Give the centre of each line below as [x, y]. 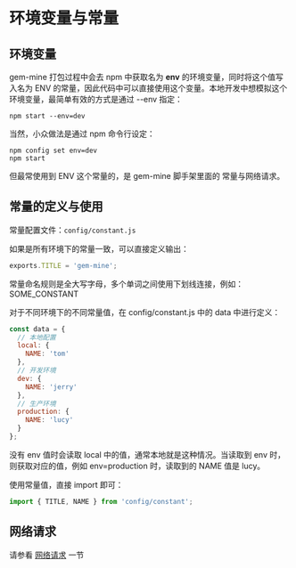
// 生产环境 [37, 403]
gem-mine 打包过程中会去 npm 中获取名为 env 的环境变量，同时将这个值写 [146, 77]
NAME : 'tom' [47, 354]
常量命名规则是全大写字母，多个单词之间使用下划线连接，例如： [126, 284]
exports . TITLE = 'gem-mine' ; [63, 265]
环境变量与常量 [64, 18]
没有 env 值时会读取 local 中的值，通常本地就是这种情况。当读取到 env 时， [147, 454]
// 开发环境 [37, 370]
